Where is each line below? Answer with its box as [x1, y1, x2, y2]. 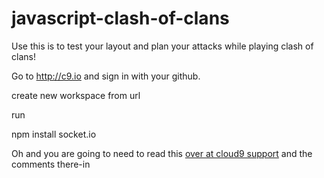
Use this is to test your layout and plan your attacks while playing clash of [11, 40, 314, 52]
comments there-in [11, 158, 91, 170]
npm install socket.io [11, 128, 97, 140]
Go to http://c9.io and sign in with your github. [11, 70, 201, 82]
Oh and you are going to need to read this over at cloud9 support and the [11, 147, 313, 159]
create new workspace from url [11, 89, 141, 101]
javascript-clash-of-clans [11, 7, 230, 30]
